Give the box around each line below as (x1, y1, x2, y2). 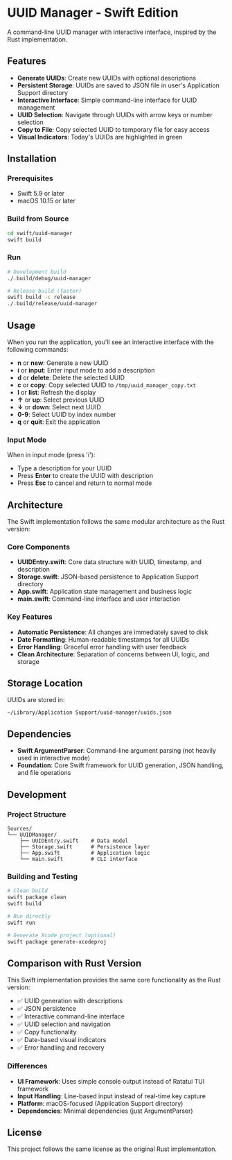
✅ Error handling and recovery (17, 1043, 105, 1052)
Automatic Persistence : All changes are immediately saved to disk (17, 628, 208, 636)
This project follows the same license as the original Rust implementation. (7, 1145, 217, 1153)
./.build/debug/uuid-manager (7, 275, 91, 282)
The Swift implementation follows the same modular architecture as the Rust (7, 518, 225, 526)
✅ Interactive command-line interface (17, 1012, 125, 1021)
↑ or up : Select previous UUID (17, 395, 105, 404)
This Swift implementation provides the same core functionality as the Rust (7, 976, 221, 984)
